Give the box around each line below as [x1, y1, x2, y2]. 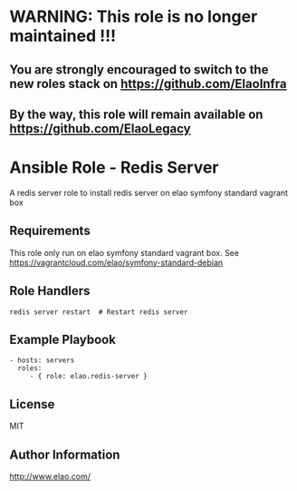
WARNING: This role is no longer [9, 6, 258, 27]
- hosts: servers [9, 356, 75, 365]
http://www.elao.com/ [9, 470, 91, 482]
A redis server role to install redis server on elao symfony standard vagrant [9, 187, 288, 198]
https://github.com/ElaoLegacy [9, 121, 192, 136]
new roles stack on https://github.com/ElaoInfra [9, 75, 287, 92]
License [9, 397, 55, 412]
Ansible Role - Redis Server [9, 157, 219, 178]
